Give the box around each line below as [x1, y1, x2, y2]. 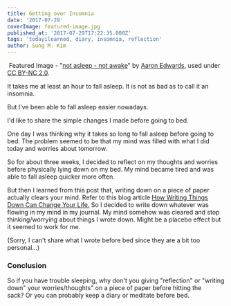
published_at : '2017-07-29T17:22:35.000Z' [7, 29, 131, 37]
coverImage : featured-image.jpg [7, 23, 100, 30]
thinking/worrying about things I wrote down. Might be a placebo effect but [7, 215, 221, 224]
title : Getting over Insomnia [7, 10, 95, 17]
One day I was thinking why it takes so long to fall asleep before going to [7, 129, 214, 138]
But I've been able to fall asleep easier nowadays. [7, 103, 149, 111]
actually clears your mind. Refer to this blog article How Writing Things [7, 193, 209, 201]
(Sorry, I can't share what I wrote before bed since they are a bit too [7, 236, 201, 244]
